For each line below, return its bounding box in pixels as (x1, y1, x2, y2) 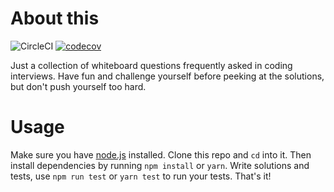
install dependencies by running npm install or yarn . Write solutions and (10, 159, 310, 171)
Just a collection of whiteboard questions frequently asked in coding (10, 59, 293, 71)
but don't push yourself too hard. (10, 80, 147, 92)
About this (10, 7, 100, 30)
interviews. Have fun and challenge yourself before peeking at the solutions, (10, 70, 325, 82)
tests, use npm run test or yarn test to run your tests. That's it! (10, 170, 272, 182)
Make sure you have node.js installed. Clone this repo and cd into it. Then (10, 148, 312, 161)
